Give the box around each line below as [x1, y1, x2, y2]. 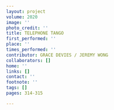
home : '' [6, 63, 27, 69]
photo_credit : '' [6, 25, 49, 31]
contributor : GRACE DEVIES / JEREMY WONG [6, 52, 109, 58]
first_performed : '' [6, 36, 57, 42]
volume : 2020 [6, 14, 38, 20]
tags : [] [6, 85, 27, 91]
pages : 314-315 [6, 90, 43, 96]
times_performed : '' [6, 47, 57, 53]
